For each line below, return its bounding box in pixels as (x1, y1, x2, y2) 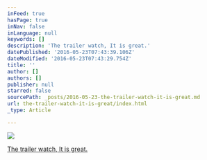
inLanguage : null (7, 29, 58, 37)
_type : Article (7, 107, 51, 114)
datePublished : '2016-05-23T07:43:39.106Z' (7, 49, 135, 56)
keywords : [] (7, 36, 45, 43)
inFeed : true (7, 10, 45, 17)
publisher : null (7, 81, 54, 88)
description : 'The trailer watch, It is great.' (7, 42, 151, 49)
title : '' (7, 62, 36, 69)
